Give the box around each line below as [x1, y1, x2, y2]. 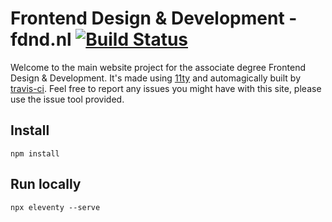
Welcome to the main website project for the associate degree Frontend [10, 61, 306, 73]
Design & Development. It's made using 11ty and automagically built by [10, 72, 302, 84]
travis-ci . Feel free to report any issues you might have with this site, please [10, 82, 322, 94]
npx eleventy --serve [10, 202, 101, 212]
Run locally [10, 176, 82, 193]
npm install [10, 148, 60, 159]
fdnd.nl [10, 28, 72, 51]
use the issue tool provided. [10, 93, 125, 105]
